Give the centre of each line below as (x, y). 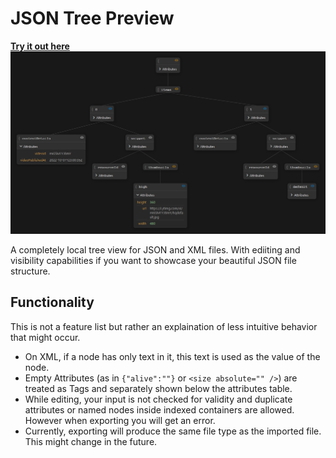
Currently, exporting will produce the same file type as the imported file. (173, 431)
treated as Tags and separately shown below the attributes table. (158, 388)
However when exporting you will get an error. (120, 420)
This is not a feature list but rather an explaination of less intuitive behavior (164, 326)
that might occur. (45, 337)
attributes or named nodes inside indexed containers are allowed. (159, 409)
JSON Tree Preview (92, 18)
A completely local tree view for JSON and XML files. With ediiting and (155, 249)
